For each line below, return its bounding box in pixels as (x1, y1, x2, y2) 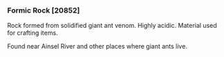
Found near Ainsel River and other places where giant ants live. (7, 42, 188, 51)
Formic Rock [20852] (7, 6, 80, 15)
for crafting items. (7, 28, 58, 37)
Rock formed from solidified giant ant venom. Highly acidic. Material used (7, 22, 217, 30)
